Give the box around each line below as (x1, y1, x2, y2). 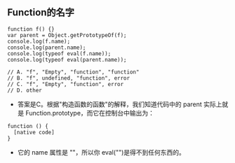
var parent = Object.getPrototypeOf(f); (7, 31, 128, 38)
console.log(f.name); (7, 38, 71, 45)
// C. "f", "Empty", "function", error (7, 80, 124, 87)
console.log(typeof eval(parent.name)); (7, 56, 128, 63)
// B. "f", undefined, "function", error (7, 74, 130, 82)
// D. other (7, 87, 42, 94)
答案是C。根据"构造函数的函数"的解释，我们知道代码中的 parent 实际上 (17, 100, 222, 108)
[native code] (13, 129, 55, 136)
